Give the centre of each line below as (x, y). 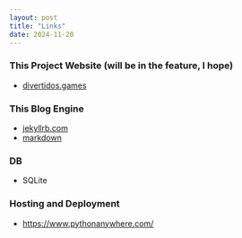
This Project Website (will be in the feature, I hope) (121, 66)
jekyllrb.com (45, 128)
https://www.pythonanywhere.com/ (88, 223)
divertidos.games (54, 85)
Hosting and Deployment (65, 204)
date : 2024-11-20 (42, 34)
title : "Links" (38, 26)
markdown (42, 137)
